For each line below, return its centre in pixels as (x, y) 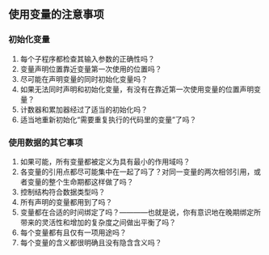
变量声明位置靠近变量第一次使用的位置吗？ (91, 69)
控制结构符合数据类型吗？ (63, 192)
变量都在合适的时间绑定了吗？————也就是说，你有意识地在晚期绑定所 (140, 212)
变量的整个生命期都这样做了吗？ (80, 181)
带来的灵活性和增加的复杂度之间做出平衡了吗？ (98, 222)
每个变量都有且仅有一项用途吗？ (73, 232)
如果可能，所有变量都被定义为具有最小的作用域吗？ (105, 161)
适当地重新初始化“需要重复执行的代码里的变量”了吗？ (108, 119)
